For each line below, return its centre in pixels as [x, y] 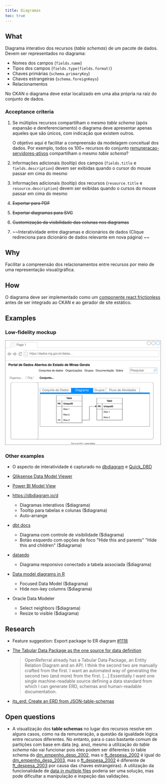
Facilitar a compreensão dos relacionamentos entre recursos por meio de [80, 264]
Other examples [25, 456]
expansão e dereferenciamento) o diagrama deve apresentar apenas [82, 128]
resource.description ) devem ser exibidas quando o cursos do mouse [84, 188]
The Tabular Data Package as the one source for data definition [77, 650]
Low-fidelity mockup [31, 332]
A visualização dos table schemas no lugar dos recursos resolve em [82, 729]
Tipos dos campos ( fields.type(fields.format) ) [62, 68]
